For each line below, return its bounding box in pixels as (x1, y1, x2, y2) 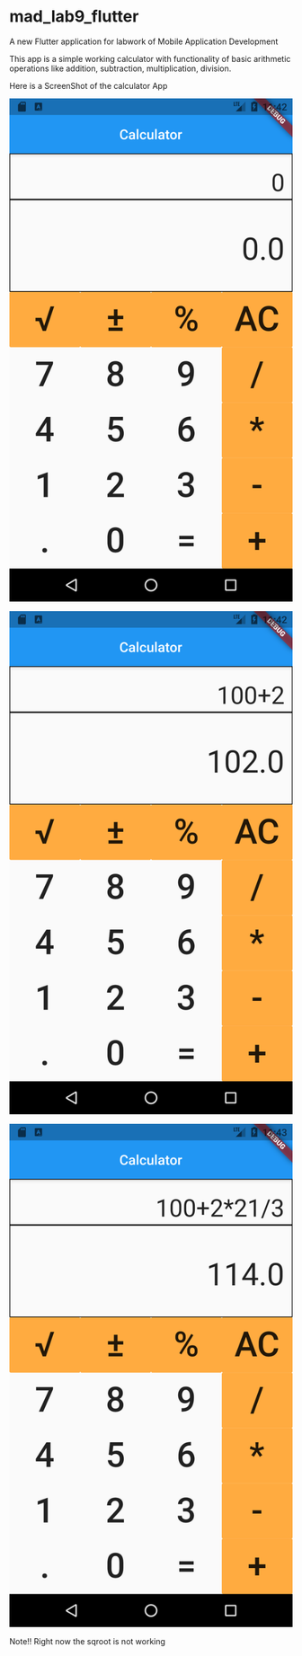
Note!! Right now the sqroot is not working (9, 1635, 166, 1646)
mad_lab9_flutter (9, 6, 139, 27)
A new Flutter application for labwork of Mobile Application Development (9, 36, 279, 47)
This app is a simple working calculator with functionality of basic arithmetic (9, 53, 291, 64)
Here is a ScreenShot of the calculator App (9, 80, 168, 91)
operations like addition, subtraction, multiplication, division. (9, 63, 232, 74)
